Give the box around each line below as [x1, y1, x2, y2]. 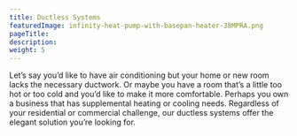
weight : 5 [9, 46, 46, 55]
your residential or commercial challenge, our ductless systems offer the [9, 108, 274, 118]
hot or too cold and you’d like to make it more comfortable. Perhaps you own [9, 89, 289, 100]
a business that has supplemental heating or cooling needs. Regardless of [9, 98, 279, 109]
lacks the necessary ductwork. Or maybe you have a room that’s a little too [9, 79, 282, 90]
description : [9, 37, 58, 47]
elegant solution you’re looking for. [9, 117, 136, 128]
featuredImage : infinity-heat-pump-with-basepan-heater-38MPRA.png [9, 21, 264, 30]
